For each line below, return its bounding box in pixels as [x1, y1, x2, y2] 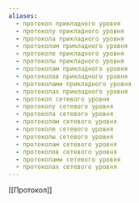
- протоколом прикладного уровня [15, 42, 128, 50]
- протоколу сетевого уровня [15, 102, 114, 110]
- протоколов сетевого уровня [15, 148, 117, 156]
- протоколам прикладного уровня [15, 65, 128, 73]
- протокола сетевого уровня [15, 110, 114, 119]
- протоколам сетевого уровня [15, 140, 117, 149]
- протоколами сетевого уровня [15, 155, 121, 163]
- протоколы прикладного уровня [15, 58, 125, 66]
